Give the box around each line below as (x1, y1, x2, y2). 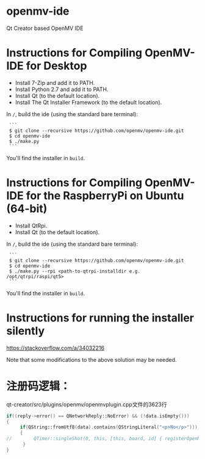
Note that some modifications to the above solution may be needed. (6, 356, 177, 363)
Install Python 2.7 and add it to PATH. (15, 86, 109, 93)
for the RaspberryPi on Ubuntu (26, 189, 184, 203)
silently (6, 324, 45, 337)
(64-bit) (6, 202, 48, 216)
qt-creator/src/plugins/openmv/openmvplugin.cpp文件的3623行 (6, 400, 167, 408)
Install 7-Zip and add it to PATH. (15, 79, 95, 86)
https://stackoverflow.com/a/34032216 (6, 344, 105, 351)
